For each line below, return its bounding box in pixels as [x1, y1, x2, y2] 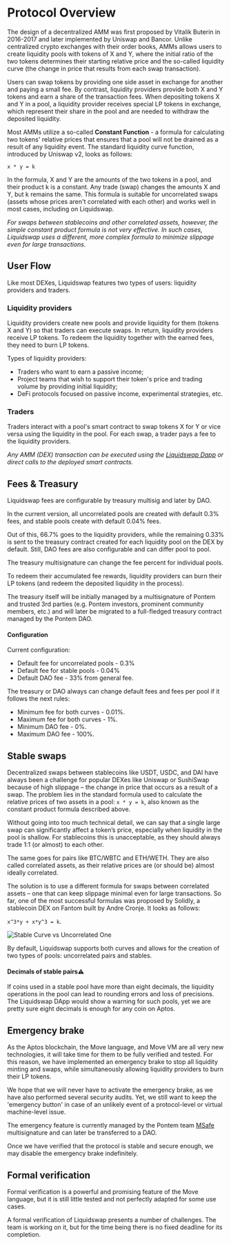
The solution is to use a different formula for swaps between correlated [7, 882, 210, 891]
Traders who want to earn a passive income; [17, 368, 144, 376]
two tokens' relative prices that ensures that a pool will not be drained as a [7, 135, 219, 143]
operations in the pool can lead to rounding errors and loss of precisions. [7, 990, 214, 998]
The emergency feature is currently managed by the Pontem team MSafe [7, 1121, 215, 1130]
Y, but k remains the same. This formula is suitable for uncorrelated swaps [7, 190, 219, 198]
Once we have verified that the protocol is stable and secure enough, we [7, 1142, 214, 1150]
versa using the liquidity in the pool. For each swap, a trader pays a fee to [7, 430, 216, 438]
